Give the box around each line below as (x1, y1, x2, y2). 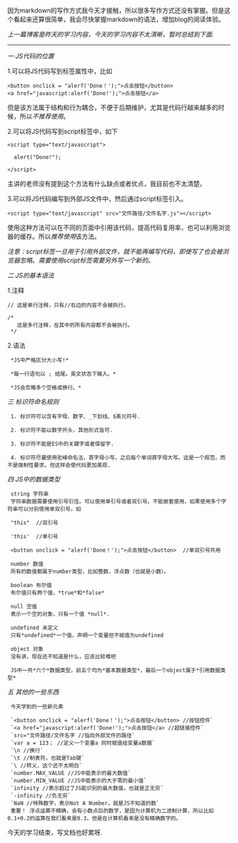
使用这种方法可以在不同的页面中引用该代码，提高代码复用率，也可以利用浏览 (7, 223, 231, 232)
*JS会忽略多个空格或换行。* (10, 384, 81, 391)
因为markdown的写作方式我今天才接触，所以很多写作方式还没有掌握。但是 (7, 6, 225, 14)
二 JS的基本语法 (7, 272, 55, 279)
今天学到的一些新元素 (10, 703, 64, 710)
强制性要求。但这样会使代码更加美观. (17, 462, 111, 469)
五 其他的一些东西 (7, 688, 59, 696)
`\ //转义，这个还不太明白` (10, 762, 83, 769)
